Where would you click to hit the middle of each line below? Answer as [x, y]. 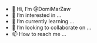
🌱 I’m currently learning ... [43, 21]
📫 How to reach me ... [39, 34]
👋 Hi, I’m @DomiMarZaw [41, 9]
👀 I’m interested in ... [36, 15]
